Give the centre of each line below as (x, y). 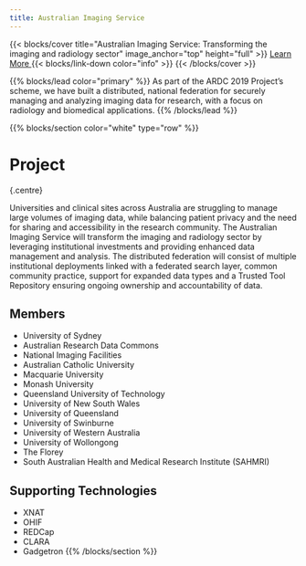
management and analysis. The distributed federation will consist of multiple (153, 256)
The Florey (43, 452)
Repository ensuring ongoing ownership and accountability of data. (136, 285)
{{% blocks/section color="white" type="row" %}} (104, 128)
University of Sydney (62, 336)
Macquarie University (63, 374)
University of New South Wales (81, 404)
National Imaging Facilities (72, 355)
